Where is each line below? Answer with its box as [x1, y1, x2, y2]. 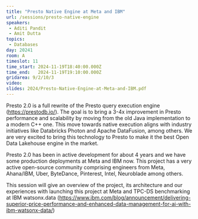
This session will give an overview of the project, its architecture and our [6, 181, 183, 188]
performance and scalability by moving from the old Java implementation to [6, 114, 191, 121]
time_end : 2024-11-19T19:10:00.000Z [6, 69, 102, 75]
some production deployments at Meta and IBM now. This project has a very [6, 157, 192, 165]
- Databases [8, 42, 38, 48]
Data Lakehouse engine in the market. [6, 140, 99, 147]
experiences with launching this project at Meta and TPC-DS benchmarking [6, 188, 190, 195]
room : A [6, 53, 25, 59]
